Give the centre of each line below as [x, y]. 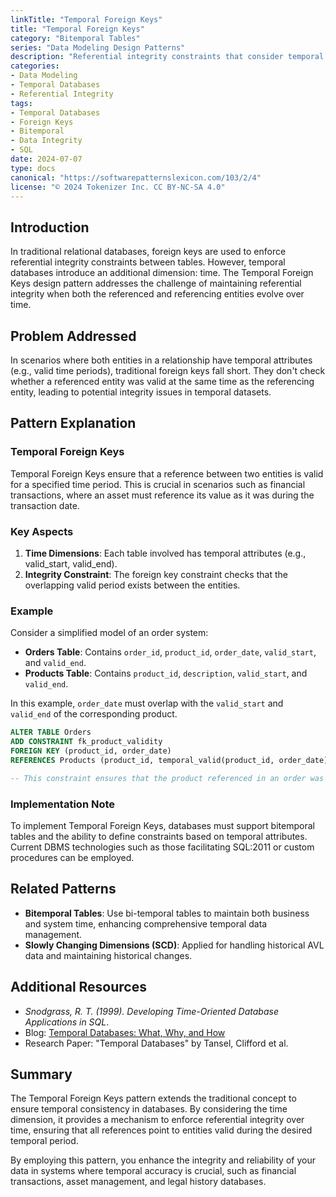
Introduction [50, 227]
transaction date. [45, 505]
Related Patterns [63, 889]
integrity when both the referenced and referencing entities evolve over [157, 294]
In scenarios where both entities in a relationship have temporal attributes [161, 360]
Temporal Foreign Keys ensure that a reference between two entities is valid [167, 473]
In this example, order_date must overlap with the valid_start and [147, 703]
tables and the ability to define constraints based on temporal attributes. [159, 836]
